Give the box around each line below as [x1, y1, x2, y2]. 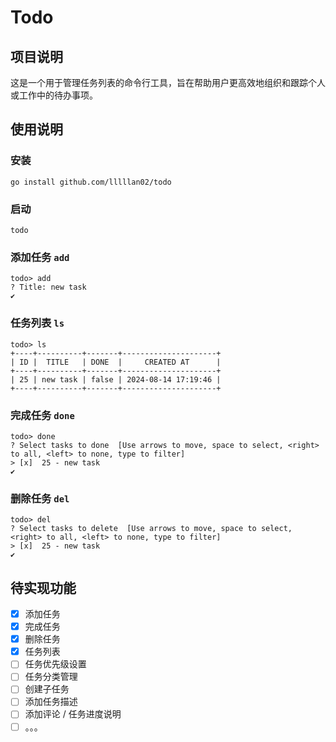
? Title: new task [10, 282, 87, 293]
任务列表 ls [10, 316, 65, 330]
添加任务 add [10, 250, 70, 264]
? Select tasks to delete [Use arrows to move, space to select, [10, 524, 293, 534]
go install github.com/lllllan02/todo [10, 177, 172, 187]
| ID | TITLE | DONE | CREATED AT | [10, 357, 222, 367]
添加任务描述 [24, 696, 78, 708]
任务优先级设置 [24, 658, 87, 670]
